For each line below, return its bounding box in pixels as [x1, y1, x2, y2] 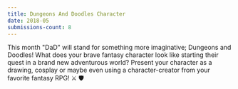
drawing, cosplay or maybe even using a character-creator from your [7, 66, 210, 75]
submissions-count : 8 [7, 23, 72, 31]
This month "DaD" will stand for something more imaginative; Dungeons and [7, 43, 232, 52]
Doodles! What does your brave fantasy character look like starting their [7, 51, 219, 59]
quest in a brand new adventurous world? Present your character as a [7, 58, 212, 67]
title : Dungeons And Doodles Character [7, 10, 126, 18]
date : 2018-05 [7, 17, 50, 24]
